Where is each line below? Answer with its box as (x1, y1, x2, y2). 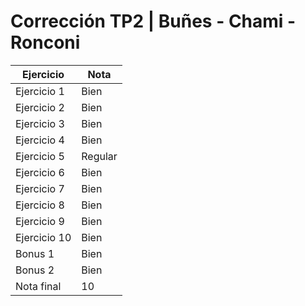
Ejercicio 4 (15, 133, 65, 147)
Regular (81, 149, 118, 163)
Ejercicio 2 (15, 100, 65, 114)
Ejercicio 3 (15, 116, 65, 130)
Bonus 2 (15, 263, 55, 277)
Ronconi (10, 31, 81, 54)
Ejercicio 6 (15, 165, 65, 179)
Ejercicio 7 (15, 181, 65, 195)
